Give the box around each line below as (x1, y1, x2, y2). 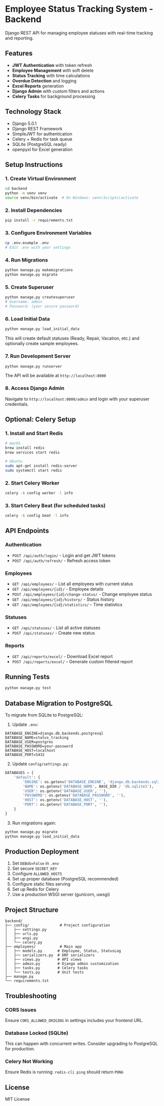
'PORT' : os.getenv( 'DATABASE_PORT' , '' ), (22, 802, 108, 807)
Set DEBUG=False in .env (12, 860, 60, 866)
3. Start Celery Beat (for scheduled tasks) (5, 502, 106, 509)
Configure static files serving (12, 881, 71, 887)
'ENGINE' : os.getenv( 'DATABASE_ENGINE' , (22, 779, 106, 784)
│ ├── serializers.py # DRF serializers (5, 953, 95, 958)
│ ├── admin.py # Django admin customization (5, 962, 119, 966)
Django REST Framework (12, 125, 62, 131)
